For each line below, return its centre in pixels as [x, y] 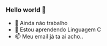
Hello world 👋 [26, 10]
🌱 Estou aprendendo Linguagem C [58, 29]
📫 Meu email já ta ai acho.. [49, 37]
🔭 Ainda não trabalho [41, 23]
